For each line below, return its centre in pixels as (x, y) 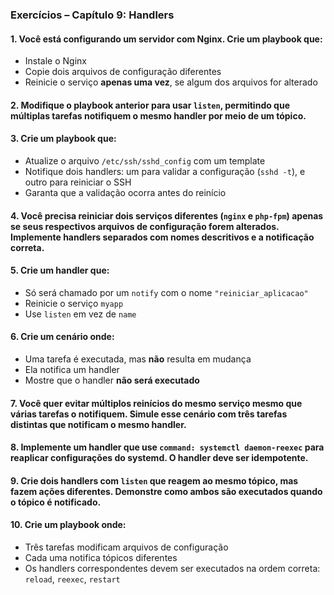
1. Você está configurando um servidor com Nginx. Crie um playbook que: (166, 39)
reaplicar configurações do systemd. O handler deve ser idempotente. (159, 458)
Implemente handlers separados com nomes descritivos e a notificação (162, 237)
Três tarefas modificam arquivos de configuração (126, 547)
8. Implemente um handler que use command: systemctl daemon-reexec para (167, 447)
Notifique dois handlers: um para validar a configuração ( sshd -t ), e (165, 171)
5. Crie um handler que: (60, 270)
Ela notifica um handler (72, 369)
